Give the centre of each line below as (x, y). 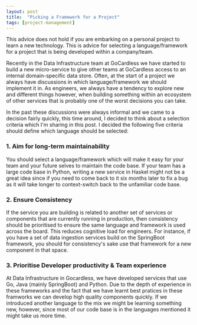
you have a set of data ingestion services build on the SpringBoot (86, 237)
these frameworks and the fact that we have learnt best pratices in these (94, 291)
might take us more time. (36, 316)
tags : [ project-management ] (41, 22)
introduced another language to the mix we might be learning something (94, 303)
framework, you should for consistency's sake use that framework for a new (99, 244)
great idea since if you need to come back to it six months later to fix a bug (97, 178)
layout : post (22, 12)
